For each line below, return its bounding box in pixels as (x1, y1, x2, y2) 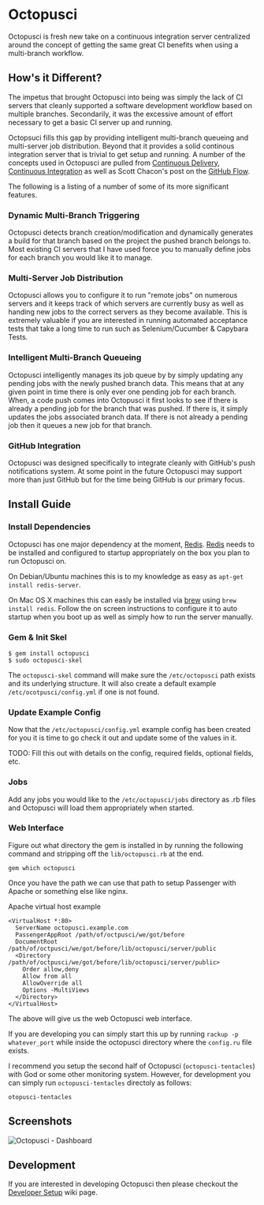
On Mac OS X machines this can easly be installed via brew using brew (8, 595, 236, 605)
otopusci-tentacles (8, 1093, 73, 1101)
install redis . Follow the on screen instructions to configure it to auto (8, 603, 238, 613)
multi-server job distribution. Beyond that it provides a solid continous (8, 141, 235, 151)
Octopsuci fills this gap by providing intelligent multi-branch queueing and (8, 133, 249, 142)
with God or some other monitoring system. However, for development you (8, 1069, 251, 1079)
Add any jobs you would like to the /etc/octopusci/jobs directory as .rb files (8, 794, 256, 804)
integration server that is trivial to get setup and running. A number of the (8, 149, 246, 159)
